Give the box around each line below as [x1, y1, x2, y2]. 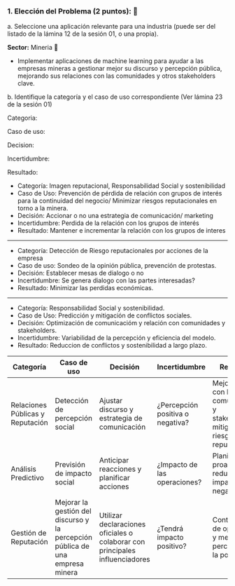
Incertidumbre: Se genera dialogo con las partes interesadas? [17, 276, 196, 285]
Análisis [10, 464, 36, 474]
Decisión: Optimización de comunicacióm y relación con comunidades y [17, 319, 226, 327]
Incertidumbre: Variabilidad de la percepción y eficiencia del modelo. [17, 334, 216, 342]
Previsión [55, 460, 86, 470]
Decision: [7, 141, 35, 149]
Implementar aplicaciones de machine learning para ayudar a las [17, 57, 204, 65]
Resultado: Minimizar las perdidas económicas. [17, 284, 154, 292]
